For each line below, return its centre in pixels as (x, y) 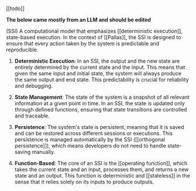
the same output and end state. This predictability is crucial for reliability (102, 79)
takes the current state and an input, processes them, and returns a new (102, 169)
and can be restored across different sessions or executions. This (94, 133)
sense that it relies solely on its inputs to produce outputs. (84, 182)
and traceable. (32, 116)
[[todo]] (16, 8)
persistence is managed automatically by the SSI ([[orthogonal (90, 139)
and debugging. (34, 86)
